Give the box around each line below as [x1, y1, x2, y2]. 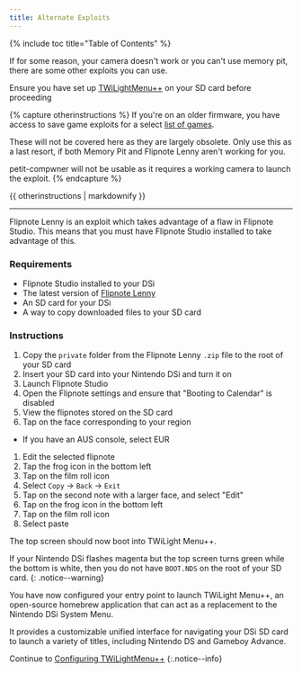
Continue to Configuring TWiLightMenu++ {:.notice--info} [9, 653, 223, 664]
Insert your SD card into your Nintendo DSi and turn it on [22, 369, 232, 380]
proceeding [9, 92, 52, 103]
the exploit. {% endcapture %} [9, 173, 122, 184]
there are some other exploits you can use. [9, 65, 168, 76]
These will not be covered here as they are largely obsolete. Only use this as [9, 136, 292, 147]
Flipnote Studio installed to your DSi [22, 278, 155, 289]
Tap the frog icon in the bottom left [22, 461, 152, 472]
